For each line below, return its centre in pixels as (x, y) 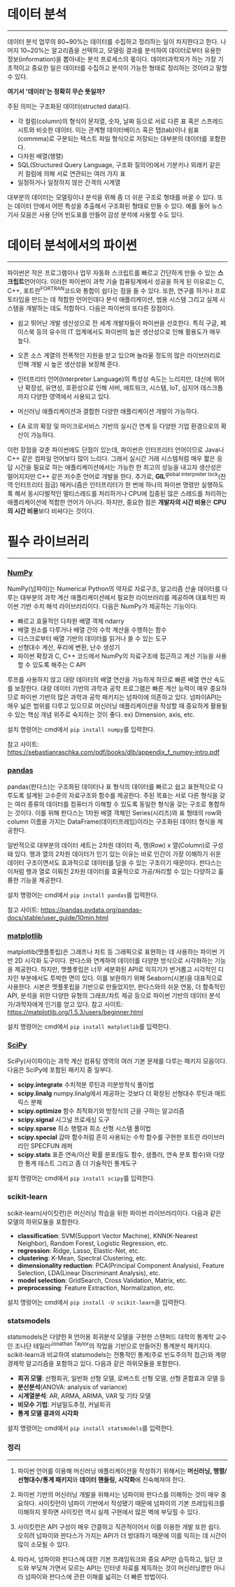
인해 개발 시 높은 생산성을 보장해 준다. (69, 364)
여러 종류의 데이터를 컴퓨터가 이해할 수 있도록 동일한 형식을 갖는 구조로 (111, 804)
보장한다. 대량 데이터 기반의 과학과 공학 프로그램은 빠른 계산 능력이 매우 (111, 689)
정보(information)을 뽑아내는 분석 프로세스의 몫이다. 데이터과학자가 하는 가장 (112, 59)
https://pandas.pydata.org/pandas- (91, 910)
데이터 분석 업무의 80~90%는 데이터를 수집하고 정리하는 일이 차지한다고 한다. (113, 41)
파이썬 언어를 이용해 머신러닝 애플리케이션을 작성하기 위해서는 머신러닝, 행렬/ (122, 1471)
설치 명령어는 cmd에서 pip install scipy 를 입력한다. (81, 1178)
